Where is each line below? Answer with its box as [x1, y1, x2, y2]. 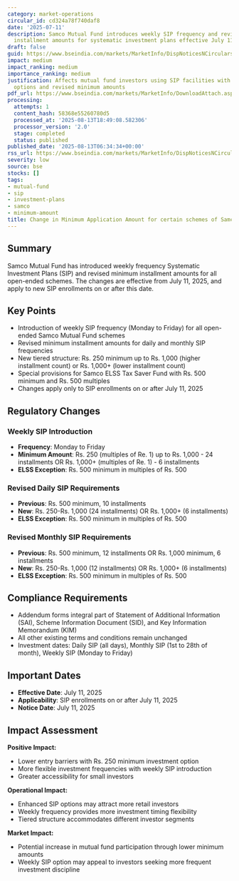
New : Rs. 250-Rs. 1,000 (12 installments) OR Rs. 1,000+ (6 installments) [17, 564, 228, 572]
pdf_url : [7, 90, 33, 97]
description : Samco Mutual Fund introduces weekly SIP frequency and [7, 30, 218, 38]
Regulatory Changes [7, 404, 101, 417]
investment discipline [17, 865, 80, 874]
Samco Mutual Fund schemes [38, 331, 126, 340]
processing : [7, 97, 43, 104]
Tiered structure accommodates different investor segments [17, 815, 194, 824]
